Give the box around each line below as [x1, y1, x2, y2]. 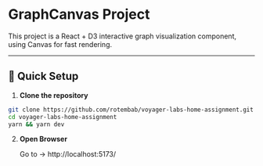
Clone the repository [19, 90, 88, 99]
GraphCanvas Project [8, 5, 150, 23]
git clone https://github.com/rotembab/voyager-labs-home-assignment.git [8, 106, 254, 114]
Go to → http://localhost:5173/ [19, 150, 117, 159]
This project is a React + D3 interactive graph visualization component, [8, 31, 237, 41]
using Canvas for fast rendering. [8, 39, 112, 49]
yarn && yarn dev [8, 120, 65, 128]
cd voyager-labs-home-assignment [8, 113, 117, 121]
